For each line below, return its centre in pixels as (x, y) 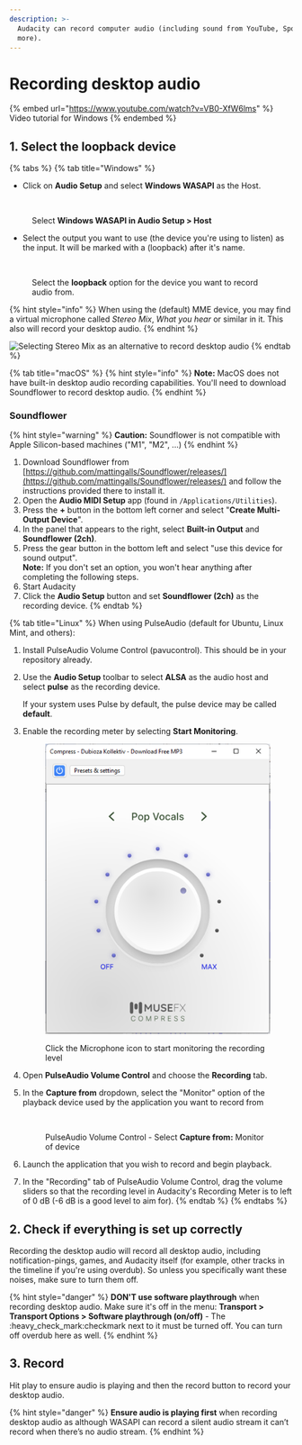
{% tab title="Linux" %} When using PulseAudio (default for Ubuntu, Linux (147, 623)
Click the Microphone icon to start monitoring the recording (155, 1049)
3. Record (37, 1363)
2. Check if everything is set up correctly (126, 1229)
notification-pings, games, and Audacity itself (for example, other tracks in (147, 1260)
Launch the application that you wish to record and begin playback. (147, 1164)
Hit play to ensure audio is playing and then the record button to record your (150, 1385)
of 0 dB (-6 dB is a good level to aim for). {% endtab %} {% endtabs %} (155, 1201)
